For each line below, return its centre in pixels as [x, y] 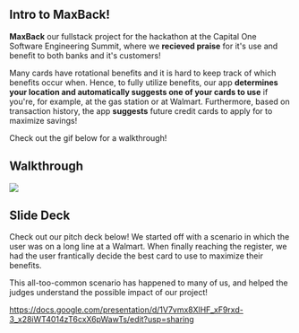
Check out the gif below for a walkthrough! [88, 137]
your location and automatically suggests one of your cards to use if [139, 92]
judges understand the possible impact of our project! [109, 293]
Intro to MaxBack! [60, 15]
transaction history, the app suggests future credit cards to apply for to [141, 110]
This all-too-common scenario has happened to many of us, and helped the [149, 283]
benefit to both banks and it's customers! [85, 55]
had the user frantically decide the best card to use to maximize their [137, 256]
